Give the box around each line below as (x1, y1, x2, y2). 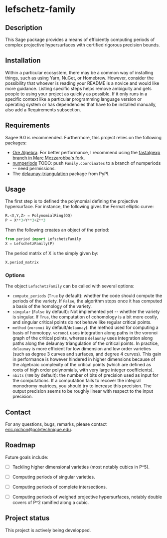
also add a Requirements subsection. (5, 106, 81, 113)
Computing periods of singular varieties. (12, 474, 96, 480)
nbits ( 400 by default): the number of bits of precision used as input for (12, 372, 159, 378)
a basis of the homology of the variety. (12, 303, 92, 309)
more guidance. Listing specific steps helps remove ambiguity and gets (5, 85, 152, 91)
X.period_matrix (5, 260, 39, 265)
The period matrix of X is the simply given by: (5, 250, 99, 256)
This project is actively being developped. (5, 527, 91, 533)
